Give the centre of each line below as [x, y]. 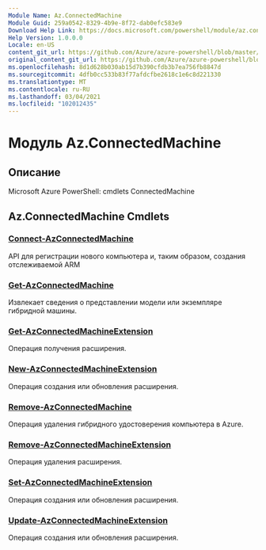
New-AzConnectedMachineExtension [83, 369]
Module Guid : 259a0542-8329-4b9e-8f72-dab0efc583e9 [95, 23]
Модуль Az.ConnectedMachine [115, 143]
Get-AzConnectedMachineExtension [81, 331]
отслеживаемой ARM [44, 264]
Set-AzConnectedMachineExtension [80, 483]
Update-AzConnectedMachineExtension [88, 520]
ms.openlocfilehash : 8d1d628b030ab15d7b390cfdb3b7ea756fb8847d [115, 67]
